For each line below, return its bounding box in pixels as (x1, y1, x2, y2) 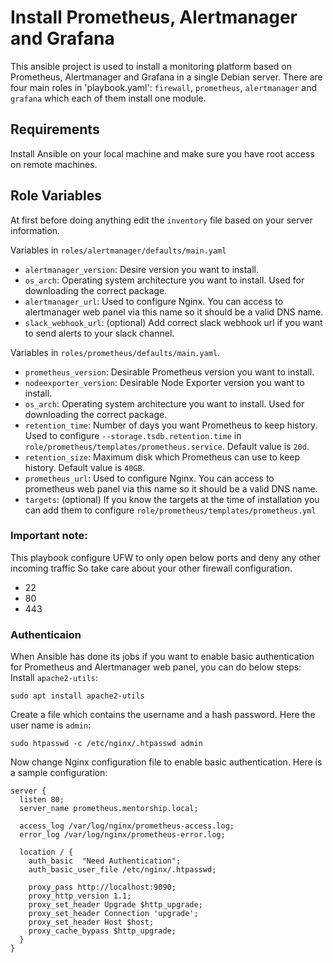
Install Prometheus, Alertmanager (10, 6, 298, 29)
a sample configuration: (10, 767, 108, 779)
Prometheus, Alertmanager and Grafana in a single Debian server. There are (10, 71, 323, 83)
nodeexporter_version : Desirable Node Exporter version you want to (24, 376, 305, 388)
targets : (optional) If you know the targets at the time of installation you (24, 493, 320, 505)
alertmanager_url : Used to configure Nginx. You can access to (24, 295, 284, 307)
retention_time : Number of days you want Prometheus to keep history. (24, 419, 318, 431)
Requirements (10, 121, 100, 138)
